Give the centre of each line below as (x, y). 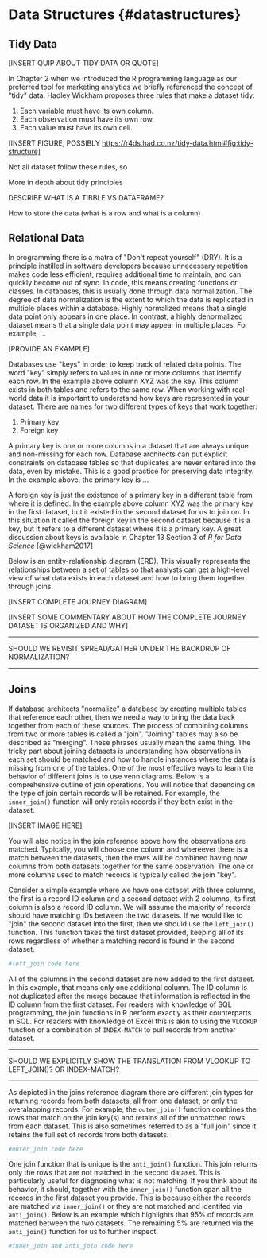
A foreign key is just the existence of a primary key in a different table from (130, 495)
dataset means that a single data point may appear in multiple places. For (128, 324)
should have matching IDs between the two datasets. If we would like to (126, 915)
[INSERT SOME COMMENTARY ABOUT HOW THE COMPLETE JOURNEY (127, 617)
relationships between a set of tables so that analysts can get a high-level (129, 569)
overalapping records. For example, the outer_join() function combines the (132, 1109)
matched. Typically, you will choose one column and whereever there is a (128, 849)
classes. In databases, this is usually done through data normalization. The (130, 291)
